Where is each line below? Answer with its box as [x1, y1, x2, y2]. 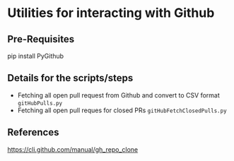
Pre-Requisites [7, 33, 75, 45]
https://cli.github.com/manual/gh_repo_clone [7, 145, 139, 153]
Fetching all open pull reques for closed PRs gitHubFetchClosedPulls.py [17, 106, 228, 114]
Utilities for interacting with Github [7, 5, 215, 21]
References [7, 126, 59, 138]
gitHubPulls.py [17, 100, 63, 107]
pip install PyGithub [7, 52, 64, 60]
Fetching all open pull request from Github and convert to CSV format [17, 90, 221, 100]
